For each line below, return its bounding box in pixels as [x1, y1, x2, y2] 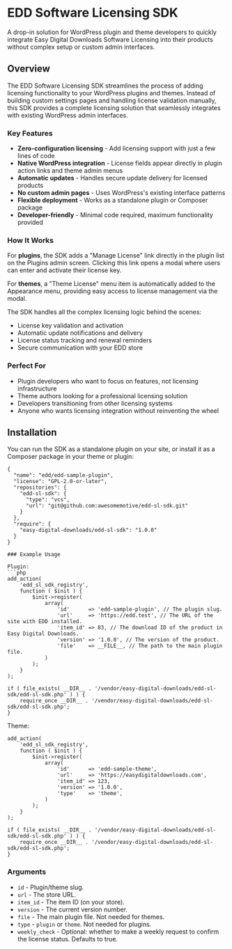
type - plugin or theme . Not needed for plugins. [17, 920, 152, 928]
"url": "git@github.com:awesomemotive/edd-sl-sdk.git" [25, 503, 189, 510]
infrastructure [17, 384, 57, 393]
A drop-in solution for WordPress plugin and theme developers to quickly [7, 28, 217, 36]
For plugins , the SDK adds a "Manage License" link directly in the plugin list [7, 251, 225, 260]
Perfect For [7, 361, 47, 370]
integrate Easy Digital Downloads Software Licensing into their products [7, 35, 214, 43]
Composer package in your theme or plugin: [7, 453, 134, 461]
